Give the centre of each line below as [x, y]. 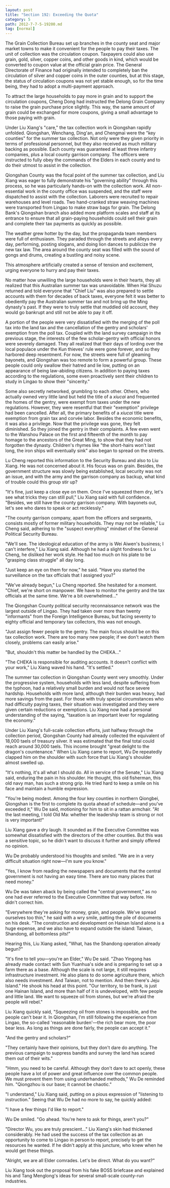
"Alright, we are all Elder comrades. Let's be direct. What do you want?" [80, 1161]
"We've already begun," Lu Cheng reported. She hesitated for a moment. [81, 585]
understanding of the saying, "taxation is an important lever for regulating [82, 715]
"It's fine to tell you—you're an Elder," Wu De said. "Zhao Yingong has [78, 959]
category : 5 [18, 19]
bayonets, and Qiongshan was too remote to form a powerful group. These [83, 360]
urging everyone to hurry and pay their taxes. [53, 270]
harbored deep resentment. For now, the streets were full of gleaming [78, 355]
